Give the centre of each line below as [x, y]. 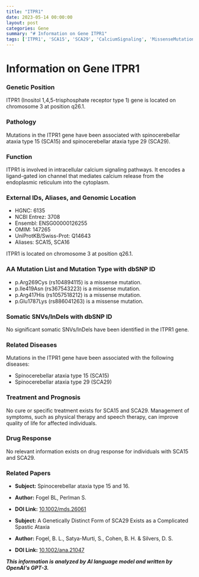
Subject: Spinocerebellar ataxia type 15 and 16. [72, 486]
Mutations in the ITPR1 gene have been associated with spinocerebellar [93, 135]
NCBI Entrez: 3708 [37, 217]
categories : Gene [28, 28]
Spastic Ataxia [32, 527]
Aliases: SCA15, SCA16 [42, 242]
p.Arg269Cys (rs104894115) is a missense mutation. [78, 282]
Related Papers [28, 473]
